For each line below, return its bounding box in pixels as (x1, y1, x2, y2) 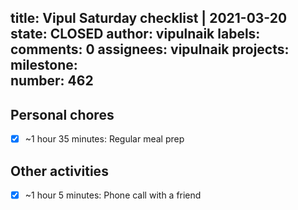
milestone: (10, 57, 78, 74)
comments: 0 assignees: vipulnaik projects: (10, 41, 290, 58)
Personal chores (10, 106, 115, 123)
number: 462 (10, 72, 94, 90)
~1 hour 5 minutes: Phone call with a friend (24, 189, 202, 201)
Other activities (10, 162, 109, 180)
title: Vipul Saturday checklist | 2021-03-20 (10, 10, 288, 27)
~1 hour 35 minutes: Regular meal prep (24, 133, 185, 145)
